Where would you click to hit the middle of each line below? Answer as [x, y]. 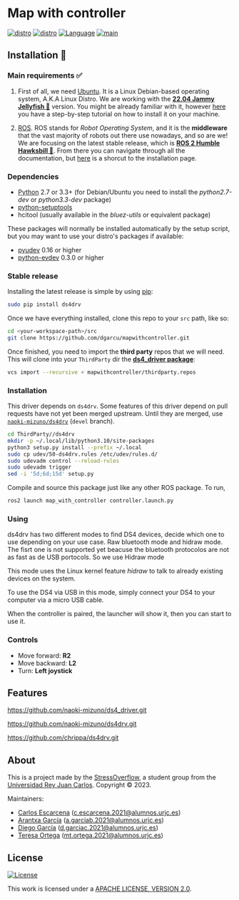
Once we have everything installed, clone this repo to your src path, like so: [118, 318]
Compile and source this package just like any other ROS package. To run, [117, 488]
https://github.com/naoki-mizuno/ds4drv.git [72, 724]
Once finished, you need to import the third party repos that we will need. [116, 352]
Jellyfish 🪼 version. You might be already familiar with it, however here [122, 106]
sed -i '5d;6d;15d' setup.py [51, 474]
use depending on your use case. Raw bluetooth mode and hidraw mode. [115, 542]
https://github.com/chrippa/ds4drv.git [63, 738]
